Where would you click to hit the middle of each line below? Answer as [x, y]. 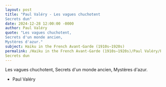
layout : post [19, 10]
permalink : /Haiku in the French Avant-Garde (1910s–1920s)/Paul [74, 51]
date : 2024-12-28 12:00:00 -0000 [40, 23]
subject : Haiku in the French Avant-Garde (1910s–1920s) [65, 46]
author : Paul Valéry [26, 28]
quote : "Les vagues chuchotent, [38, 33]
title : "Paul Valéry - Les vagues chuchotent [53, 14]
